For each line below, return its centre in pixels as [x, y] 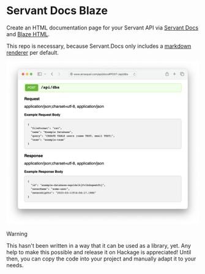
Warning [17, 234]
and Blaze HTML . [28, 34]
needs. [15, 265]
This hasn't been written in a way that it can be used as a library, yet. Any [99, 246]
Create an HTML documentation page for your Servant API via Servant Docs [102, 28]
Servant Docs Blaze [57, 11]
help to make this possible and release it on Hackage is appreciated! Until [99, 253]
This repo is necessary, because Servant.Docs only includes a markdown [99, 46]
